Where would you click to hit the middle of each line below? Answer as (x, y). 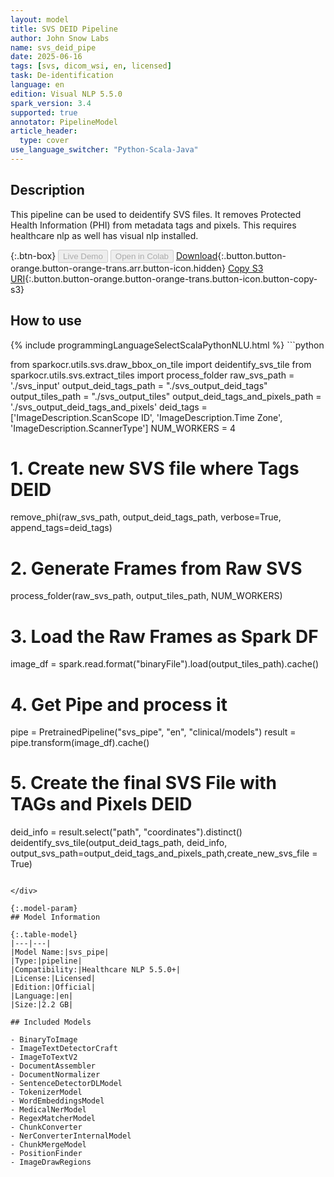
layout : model (40, 19)
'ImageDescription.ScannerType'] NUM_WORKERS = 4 (123, 428)
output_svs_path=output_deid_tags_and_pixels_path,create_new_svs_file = (164, 853)
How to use (46, 321)
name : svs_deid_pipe (53, 47)
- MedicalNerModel (48, 1110)
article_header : (44, 131)
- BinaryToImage (44, 1040)
